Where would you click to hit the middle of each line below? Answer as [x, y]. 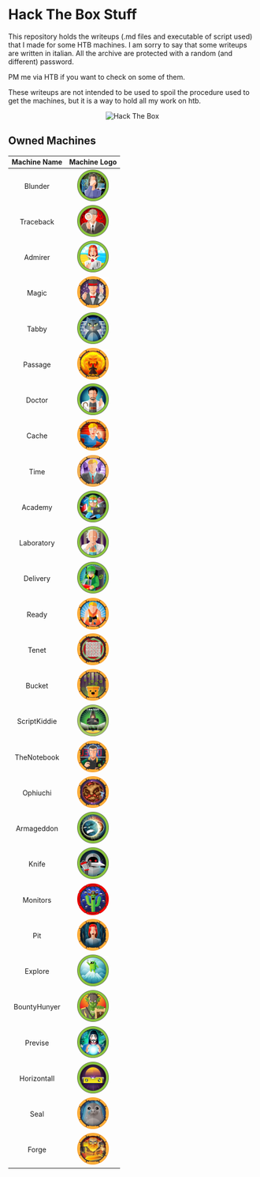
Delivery [37, 579]
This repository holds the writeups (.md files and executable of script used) [130, 36]
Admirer [37, 257]
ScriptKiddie [37, 722]
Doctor [37, 400]
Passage [37, 364]
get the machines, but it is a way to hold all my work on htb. [105, 100]
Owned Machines [52, 141]
